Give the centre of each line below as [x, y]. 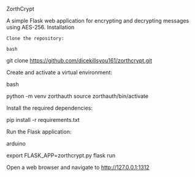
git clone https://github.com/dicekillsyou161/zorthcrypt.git [79, 60]
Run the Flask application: [39, 132]
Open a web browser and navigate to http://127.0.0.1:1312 [78, 167]
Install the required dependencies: [50, 108]
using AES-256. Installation [40, 27]
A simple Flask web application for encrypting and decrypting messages [98, 21]
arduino [16, 144]
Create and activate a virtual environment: [59, 72]
